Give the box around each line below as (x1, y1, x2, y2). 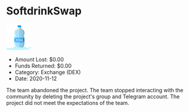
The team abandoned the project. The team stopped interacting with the (6, 86, 184, 93)
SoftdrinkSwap (6, 4, 82, 18)
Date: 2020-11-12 (14, 75, 57, 82)
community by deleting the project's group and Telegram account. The (6, 93, 180, 100)
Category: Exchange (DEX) (14, 68, 81, 75)
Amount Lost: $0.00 (14, 56, 64, 63)
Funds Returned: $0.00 (14, 62, 72, 69)
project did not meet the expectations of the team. (6, 99, 129, 106)
